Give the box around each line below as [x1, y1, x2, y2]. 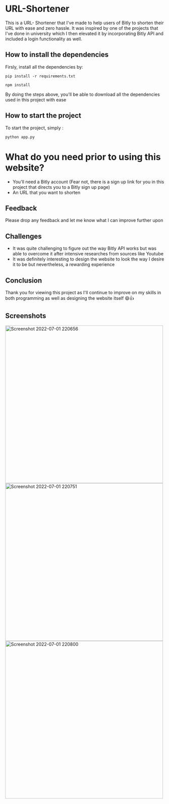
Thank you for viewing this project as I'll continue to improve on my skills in [5, 289, 161, 295]
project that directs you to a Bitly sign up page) [12, 184, 110, 190]
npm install [5, 82, 30, 87]
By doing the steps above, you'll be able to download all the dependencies [5, 91, 160, 97]
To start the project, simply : [5, 125, 64, 131]
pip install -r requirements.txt [5, 74, 76, 79]
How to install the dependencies [5, 50, 109, 59]
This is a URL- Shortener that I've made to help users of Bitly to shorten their [5, 20, 164, 26]
